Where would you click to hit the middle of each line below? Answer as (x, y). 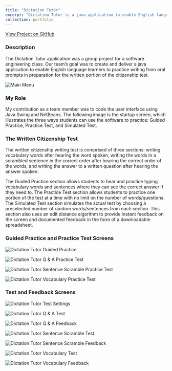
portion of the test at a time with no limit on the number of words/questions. (85, 198)
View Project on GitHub (30, 34)
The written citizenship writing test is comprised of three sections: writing (83, 150)
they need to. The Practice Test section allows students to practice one (80, 192)
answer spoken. (22, 171)
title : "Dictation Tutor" (33, 10)
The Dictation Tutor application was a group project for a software (75, 58)
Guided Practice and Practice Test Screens (60, 238)
